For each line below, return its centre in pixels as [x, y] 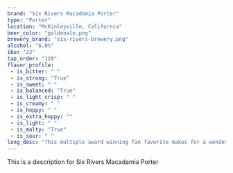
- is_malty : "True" [38, 129]
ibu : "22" [21, 53]
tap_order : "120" [32, 59]
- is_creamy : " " [35, 104]
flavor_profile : [31, 65]
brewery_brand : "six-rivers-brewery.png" [68, 39]
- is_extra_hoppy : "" [41, 116]
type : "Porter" [29, 20]
